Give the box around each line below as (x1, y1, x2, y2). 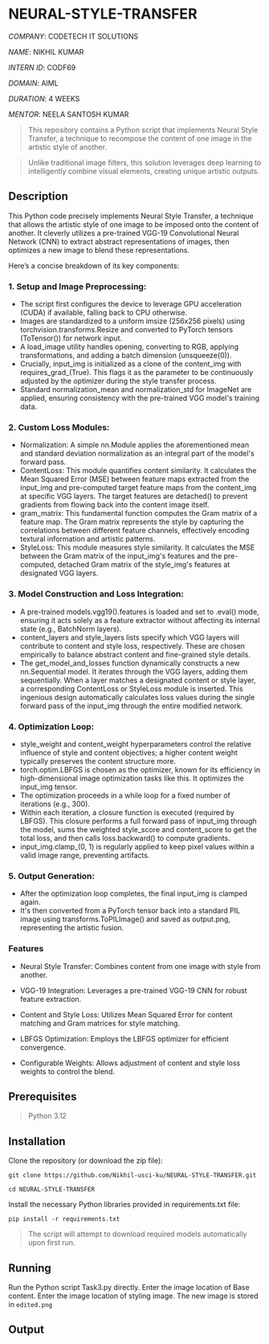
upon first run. (27, 1238, 75, 1247)
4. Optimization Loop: (8, 721, 95, 732)
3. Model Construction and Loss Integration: (8, 588, 185, 600)
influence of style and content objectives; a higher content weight (19, 748, 238, 757)
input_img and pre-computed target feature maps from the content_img (19, 483, 257, 493)
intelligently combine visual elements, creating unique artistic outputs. (27, 166, 259, 175)
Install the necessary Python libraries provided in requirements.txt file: (8, 1200, 241, 1210)
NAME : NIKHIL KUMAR (8, 47, 84, 56)
